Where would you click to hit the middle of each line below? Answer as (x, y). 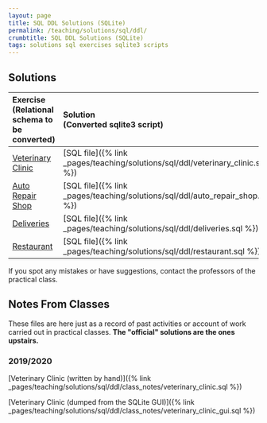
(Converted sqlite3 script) (114, 124)
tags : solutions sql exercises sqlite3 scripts (89, 45)
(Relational (33, 110)
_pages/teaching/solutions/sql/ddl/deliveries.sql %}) (161, 228)
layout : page (30, 16)
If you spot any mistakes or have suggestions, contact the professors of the (132, 270)
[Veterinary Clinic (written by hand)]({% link (80, 378)
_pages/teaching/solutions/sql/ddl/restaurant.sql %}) (162, 251)
